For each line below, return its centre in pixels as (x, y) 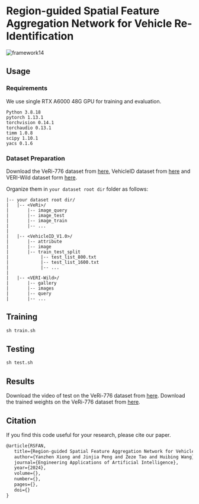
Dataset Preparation (36, 158)
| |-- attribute (34, 241)
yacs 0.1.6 (20, 143)
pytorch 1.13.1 (25, 117)
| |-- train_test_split (44, 252)
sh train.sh (21, 330)
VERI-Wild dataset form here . (42, 177)
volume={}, (28, 474)
